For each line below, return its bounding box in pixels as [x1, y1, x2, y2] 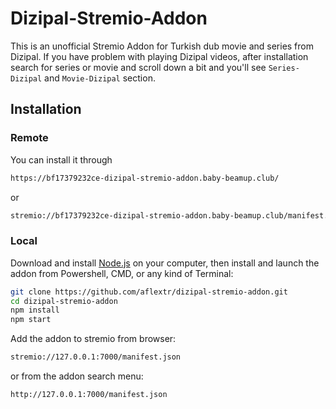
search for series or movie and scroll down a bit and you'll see [10, 61, 267, 73]
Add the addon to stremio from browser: [10, 333, 177, 345]
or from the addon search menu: [10, 370, 144, 382]
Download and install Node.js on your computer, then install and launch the [10, 257, 320, 269]
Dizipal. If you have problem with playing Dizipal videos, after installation [10, 50, 309, 62]
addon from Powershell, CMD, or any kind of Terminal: [10, 267, 234, 279]
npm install [10, 305, 60, 316]
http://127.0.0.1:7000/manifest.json [10, 390, 168, 400]
